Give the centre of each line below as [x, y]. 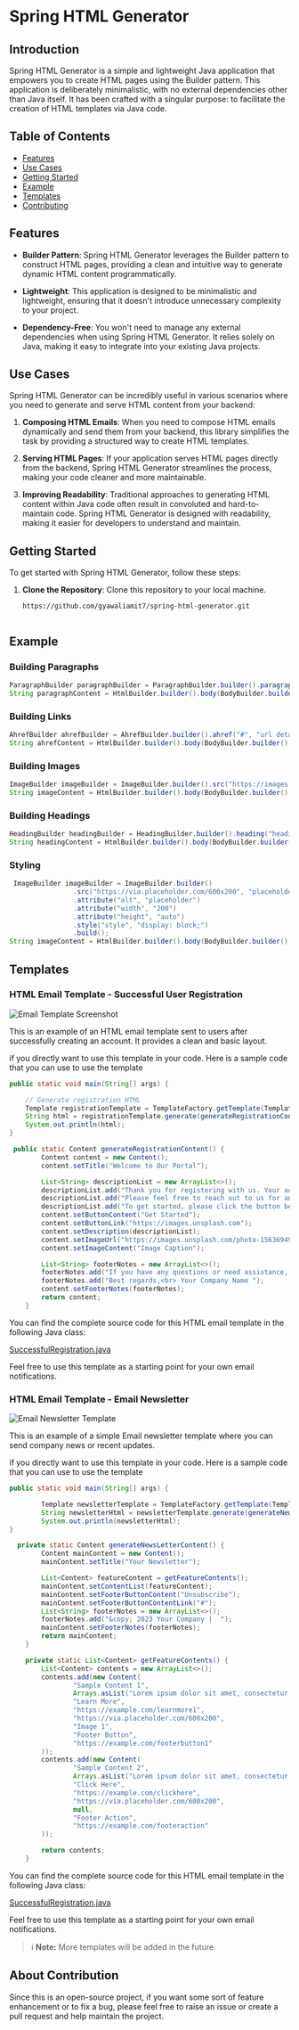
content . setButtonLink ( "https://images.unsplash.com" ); [147, 1224]
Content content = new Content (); [105, 1157]
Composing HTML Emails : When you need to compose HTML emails [149, 422]
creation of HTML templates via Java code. [88, 108]
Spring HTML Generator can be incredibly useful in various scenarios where [149, 396]
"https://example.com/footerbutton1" [143, 1743]
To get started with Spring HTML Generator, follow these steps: [125, 573]
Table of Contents [60, 137]
